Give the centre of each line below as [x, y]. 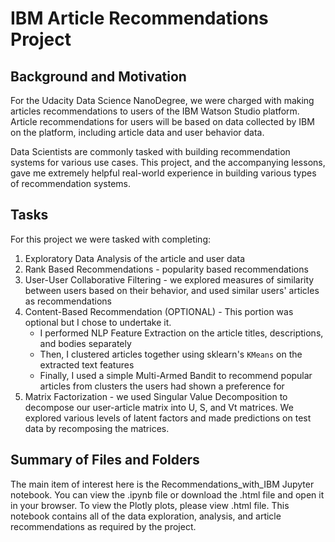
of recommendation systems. [71, 183]
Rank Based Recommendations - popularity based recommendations [166, 269]
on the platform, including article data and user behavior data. [137, 132]
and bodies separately [85, 343]
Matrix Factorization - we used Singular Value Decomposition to [156, 396]
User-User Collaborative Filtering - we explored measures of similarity [169, 279]
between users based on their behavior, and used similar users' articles [172, 290]
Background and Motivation [98, 76]
